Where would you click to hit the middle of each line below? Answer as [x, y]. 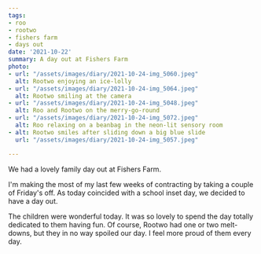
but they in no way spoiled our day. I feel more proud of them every [142, 233]
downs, [20, 233]
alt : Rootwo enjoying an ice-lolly [74, 81]
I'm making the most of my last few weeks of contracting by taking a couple [131, 184]
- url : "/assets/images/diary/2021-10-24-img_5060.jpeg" [103, 74]
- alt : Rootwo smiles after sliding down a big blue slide [107, 132]
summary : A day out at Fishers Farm [68, 60]
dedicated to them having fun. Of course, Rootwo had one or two [114, 224]
